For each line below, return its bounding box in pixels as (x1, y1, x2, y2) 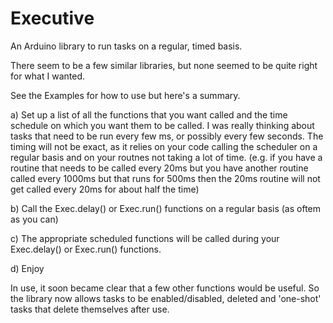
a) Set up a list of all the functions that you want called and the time (10, 108, 288, 121)
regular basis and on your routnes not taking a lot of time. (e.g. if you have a (10, 151, 323, 163)
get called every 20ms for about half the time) (10, 183, 200, 195)
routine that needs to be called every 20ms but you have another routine (10, 162, 309, 174)
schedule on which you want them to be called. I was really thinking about (10, 119, 315, 131)
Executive (10, 7, 95, 30)
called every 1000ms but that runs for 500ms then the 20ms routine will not (10, 172, 321, 184)
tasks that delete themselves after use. (10, 303, 170, 315)
